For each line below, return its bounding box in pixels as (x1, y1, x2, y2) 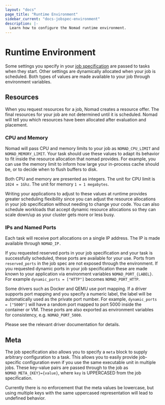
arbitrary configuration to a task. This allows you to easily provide (5, 354, 138, 360)
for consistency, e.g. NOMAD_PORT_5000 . (5, 312, 82, 318)
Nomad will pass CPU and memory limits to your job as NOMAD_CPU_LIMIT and (5, 146, 160, 151)
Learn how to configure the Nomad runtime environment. (9, 26, 127, 31)
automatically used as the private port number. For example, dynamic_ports (5, 296, 157, 302)
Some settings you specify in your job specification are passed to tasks (5, 63, 150, 69)
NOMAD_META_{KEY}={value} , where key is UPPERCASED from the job (5, 370, 141, 376)
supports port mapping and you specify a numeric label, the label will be (5, 291, 152, 297)
